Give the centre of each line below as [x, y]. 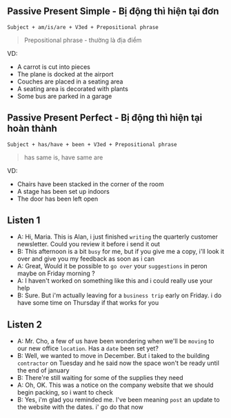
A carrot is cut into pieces [54, 67]
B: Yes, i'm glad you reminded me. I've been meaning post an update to [118, 400]
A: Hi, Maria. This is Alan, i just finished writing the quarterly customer [118, 237]
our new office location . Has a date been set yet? [88, 348]
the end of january [43, 370]
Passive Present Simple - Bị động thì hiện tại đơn [113, 11]
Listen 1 [24, 220]
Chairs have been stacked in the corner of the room [90, 184]
